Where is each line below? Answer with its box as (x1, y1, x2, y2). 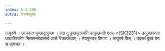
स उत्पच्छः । (5, 41, 25, 47)
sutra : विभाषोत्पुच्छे (5, 12, 36, 17)
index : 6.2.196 (5, 7, 37, 12)
